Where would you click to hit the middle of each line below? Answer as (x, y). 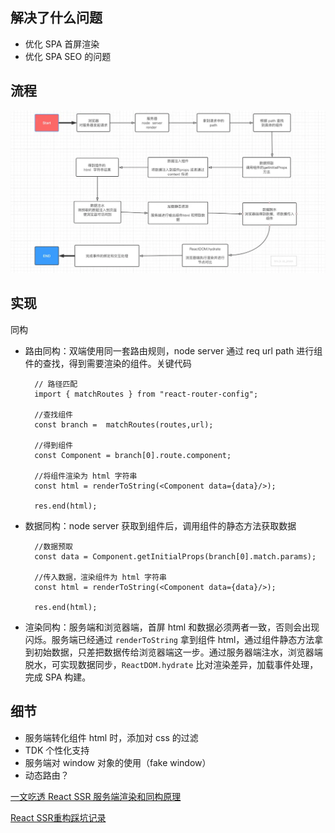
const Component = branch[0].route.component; (133, 455)
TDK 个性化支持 (57, 750)
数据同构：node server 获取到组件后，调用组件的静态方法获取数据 (160, 525)
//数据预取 (54, 546)
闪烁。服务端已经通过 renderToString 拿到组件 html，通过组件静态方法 (169, 639)
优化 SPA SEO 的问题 (68, 56)
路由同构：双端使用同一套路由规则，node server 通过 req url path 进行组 (173, 350)
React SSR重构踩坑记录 (58, 817)
